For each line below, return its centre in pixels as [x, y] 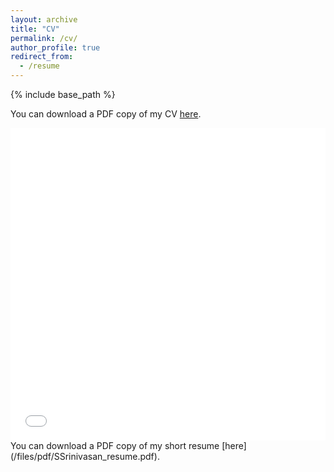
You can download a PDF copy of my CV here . [106, 114]
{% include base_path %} [63, 94]
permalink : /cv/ [44, 38]
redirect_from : [42, 57]
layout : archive [44, 19]
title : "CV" [35, 29]
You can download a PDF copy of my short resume [115, 445]
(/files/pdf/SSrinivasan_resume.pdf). [85, 456]
